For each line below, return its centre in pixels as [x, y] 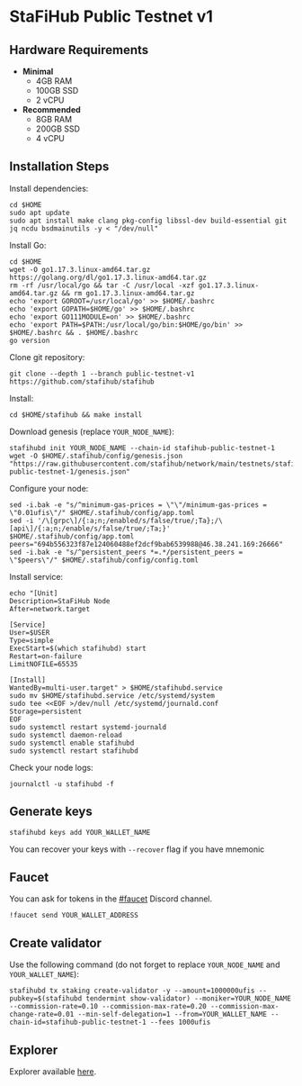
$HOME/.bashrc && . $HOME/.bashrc [74, 332]
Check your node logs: [51, 767]
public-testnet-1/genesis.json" [70, 471]
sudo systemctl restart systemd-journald [88, 727]
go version [30, 340]
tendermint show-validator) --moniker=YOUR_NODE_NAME [189, 999]
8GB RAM [54, 119]
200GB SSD [58, 129]
